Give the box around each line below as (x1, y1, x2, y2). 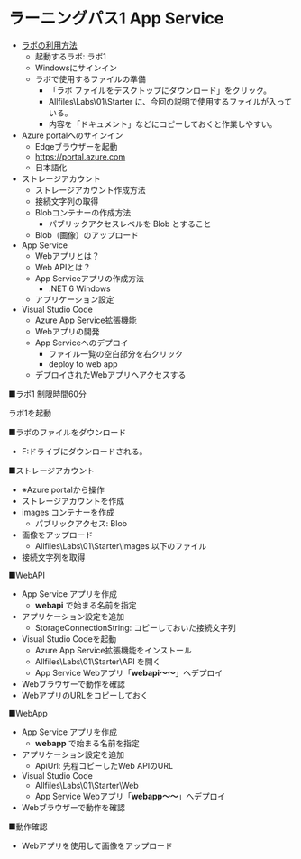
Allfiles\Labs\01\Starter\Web (34, 780, 139, 790)
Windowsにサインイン (34, 62, 118, 73)
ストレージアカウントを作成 (21, 495, 125, 506)
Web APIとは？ (34, 261, 91, 272)
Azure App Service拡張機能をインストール (34, 644, 192, 655)
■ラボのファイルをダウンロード (8, 426, 127, 437)
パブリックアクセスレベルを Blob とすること (48, 218, 212, 229)
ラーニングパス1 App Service (8, 8, 224, 29)
